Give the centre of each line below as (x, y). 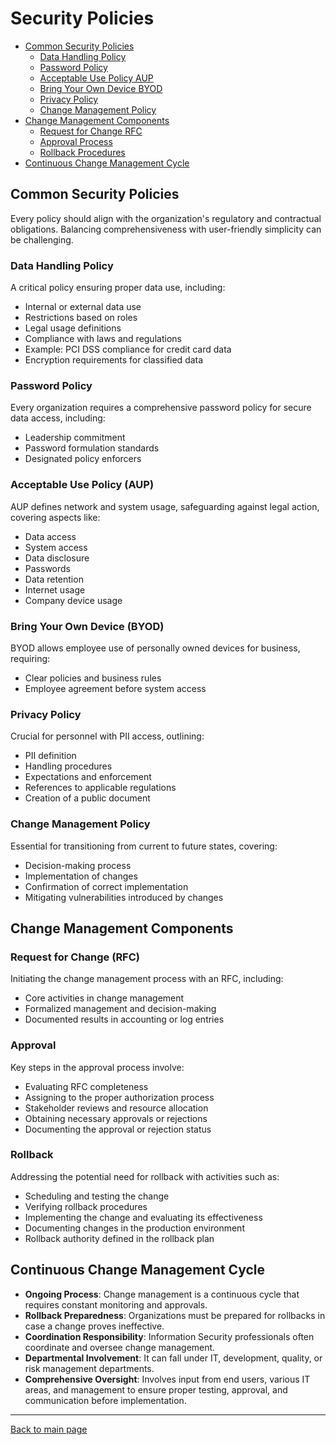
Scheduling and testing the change (97, 1196)
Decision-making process (78, 865)
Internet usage (55, 589)
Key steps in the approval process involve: (97, 1067)
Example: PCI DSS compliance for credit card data (128, 349)
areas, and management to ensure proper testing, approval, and (156, 1389)
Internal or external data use (83, 307)
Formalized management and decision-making (120, 1009)
